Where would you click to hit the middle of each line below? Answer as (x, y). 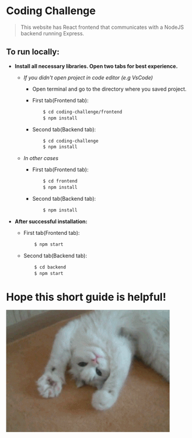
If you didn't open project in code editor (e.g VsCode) (88, 77)
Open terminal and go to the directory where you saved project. (109, 89)
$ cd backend (50, 267)
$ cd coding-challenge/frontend (83, 112)
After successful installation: (51, 221)
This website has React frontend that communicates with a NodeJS (102, 27)
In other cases (41, 158)
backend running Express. (52, 33)
